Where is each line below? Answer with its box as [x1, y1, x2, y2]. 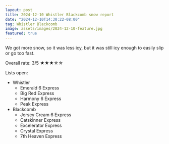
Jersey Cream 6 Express [20, 112, 72, 118]
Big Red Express [20, 90, 54, 96]
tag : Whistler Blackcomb [5, 21, 58, 27]
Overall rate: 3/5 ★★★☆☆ [5, 60, 64, 66]
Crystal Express [20, 128, 53, 134]
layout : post [5, 7, 33, 13]
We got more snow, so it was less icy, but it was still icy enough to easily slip [5, 45, 164, 51]
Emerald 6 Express [20, 85, 60, 91]
